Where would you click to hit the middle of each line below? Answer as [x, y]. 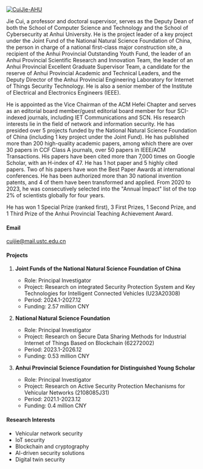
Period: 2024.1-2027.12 [53, 300]
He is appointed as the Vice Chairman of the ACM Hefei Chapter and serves [101, 104]
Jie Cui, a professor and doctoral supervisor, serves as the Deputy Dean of [100, 21]
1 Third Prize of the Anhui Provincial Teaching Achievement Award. [90, 213]
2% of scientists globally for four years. [56, 195]
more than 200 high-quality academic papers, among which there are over [100, 143]
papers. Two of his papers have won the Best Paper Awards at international [101, 169]
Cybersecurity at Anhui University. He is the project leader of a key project [99, 34]
